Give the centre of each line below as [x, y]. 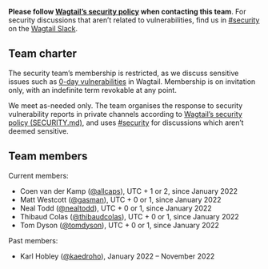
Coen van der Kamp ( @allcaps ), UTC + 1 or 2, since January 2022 [129, 191]
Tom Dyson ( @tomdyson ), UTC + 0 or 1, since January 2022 [120, 225]
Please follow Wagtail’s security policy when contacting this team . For [127, 12]
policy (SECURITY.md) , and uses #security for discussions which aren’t [126, 122]
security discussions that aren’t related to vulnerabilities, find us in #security [134, 20]
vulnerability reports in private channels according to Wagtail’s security [125, 114]
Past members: [33, 240]
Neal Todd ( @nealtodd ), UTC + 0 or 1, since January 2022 [116, 208]
